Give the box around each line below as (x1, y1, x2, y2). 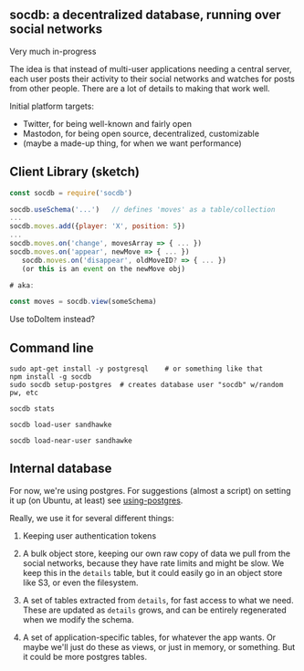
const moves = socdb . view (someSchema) (9, 297, 157, 307)
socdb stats (9, 404, 55, 414)
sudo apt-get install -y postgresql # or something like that (9, 364, 263, 373)
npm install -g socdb (9, 372, 92, 382)
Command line (9, 340, 94, 355)
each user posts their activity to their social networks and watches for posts (9, 73, 295, 84)
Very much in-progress (9, 46, 97, 57)
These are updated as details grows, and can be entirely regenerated (22, 604, 288, 615)
